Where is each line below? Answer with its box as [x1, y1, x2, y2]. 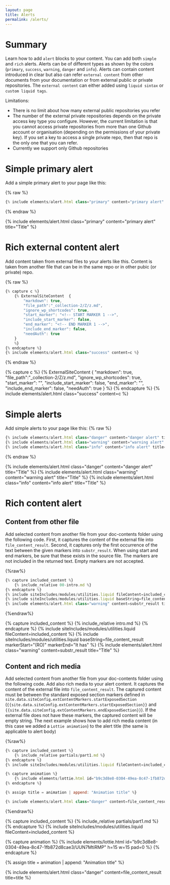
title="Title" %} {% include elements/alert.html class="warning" [5, 469, 138, 475]
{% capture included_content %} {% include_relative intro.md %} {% [5, 620, 148, 627]
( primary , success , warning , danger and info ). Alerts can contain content [5, 66, 154, 73]
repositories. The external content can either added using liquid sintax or [5, 82, 164, 89]
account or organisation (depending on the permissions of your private [12, 129, 160, 135]
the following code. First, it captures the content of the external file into [5, 536, 153, 542]
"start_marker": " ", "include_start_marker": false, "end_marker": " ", [5, 380, 144, 386]
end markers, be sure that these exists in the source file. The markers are [5, 553, 158, 559]
